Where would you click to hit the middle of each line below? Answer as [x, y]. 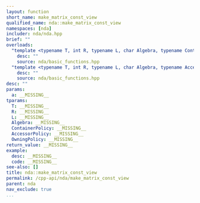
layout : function [28, 12]
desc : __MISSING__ [35, 156]
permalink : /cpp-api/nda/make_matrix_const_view [68, 179]
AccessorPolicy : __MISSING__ [48, 134]
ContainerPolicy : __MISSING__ [49, 128]
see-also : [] [22, 167]
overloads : [20, 45]
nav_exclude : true [29, 189]
